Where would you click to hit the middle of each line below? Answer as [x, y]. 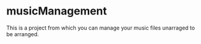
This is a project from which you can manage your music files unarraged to [101, 28]
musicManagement [57, 11]
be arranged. [23, 34]
